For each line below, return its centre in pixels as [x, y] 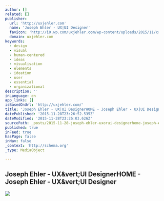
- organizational [27, 87]
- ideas [17, 60]
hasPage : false [20, 137]
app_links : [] [20, 100]
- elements [20, 69]
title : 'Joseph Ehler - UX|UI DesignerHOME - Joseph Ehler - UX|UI [75, 110]
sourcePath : [17, 123]
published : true [21, 127]
